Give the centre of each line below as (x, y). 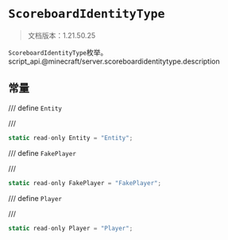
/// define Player (35, 198)
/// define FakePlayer (43, 153)
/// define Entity (35, 108)
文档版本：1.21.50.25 (62, 35)
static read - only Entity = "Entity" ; (71, 137)
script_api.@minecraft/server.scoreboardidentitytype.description (114, 61)
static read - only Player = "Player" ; (71, 228)
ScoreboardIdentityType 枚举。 (58, 52)
